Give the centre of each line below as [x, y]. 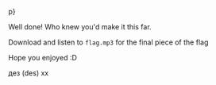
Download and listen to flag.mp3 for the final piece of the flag [108, 42]
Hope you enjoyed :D [43, 58]
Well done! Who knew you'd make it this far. [80, 27]
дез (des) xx [29, 73]
